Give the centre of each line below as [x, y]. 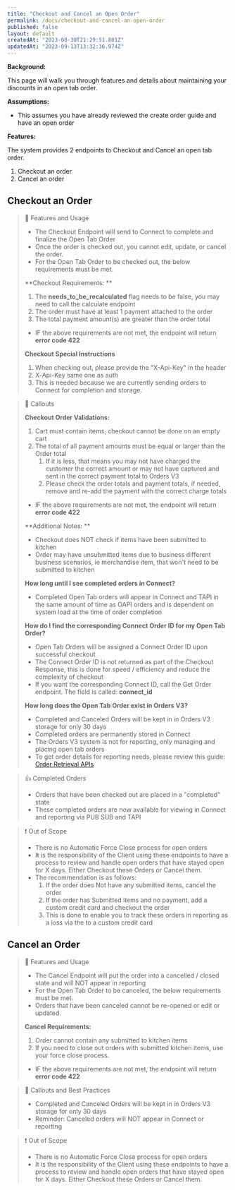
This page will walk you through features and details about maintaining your [117, 80]
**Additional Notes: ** [57, 526]
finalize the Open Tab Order [75, 239]
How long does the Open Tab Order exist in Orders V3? [106, 705]
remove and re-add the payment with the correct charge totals [136, 491]
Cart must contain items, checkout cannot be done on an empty [127, 431]
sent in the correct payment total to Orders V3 [112, 476]
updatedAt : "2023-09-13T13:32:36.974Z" [66, 47]
